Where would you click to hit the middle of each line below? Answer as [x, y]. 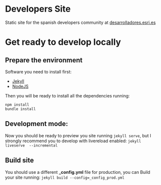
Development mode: [37, 124]
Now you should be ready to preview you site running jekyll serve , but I [78, 135]
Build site [20, 160]
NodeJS [20, 86]
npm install [17, 105]
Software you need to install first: [38, 72]
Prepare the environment [44, 60]
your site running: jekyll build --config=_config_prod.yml [65, 177]
